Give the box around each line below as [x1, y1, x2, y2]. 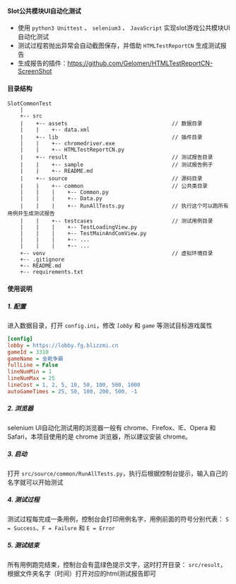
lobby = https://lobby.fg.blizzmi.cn [7, 342, 119, 349]
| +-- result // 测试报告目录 [20, 154, 213, 161]
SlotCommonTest [7, 100, 52, 108]
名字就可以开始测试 [7, 478, 64, 486]
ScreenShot [17, 67, 52, 76]
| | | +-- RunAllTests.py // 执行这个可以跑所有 [20, 203, 229, 210]
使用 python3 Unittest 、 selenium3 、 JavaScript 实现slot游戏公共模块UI [17, 23, 230, 32]
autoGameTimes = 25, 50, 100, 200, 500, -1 [7, 388, 138, 395]
